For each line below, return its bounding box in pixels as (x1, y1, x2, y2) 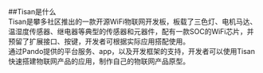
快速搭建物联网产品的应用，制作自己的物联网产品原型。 (8, 56, 190, 66)
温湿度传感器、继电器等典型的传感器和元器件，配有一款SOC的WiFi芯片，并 (8, 27, 254, 36)
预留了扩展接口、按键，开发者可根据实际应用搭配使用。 (8, 36, 190, 46)
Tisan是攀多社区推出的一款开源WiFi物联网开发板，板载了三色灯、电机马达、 (8, 17, 257, 26)
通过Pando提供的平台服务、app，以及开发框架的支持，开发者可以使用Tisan (8, 47, 255, 56)
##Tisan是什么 (8, 7, 57, 16)
